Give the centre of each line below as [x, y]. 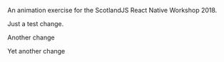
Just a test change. [36, 24]
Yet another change [36, 51]
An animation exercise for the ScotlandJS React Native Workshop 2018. [112, 10]
